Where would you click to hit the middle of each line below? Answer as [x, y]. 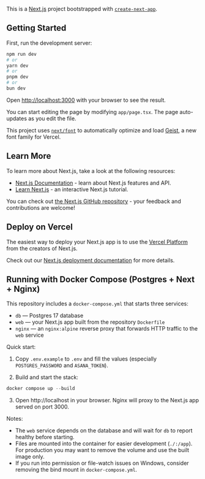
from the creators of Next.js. [42, 248]
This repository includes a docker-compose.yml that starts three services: [97, 304]
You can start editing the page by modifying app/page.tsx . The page [92, 112]
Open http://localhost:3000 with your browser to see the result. [86, 100]
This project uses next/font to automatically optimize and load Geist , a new [102, 130]
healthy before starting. [45, 437]
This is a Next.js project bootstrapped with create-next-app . [82, 9]
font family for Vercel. [34, 137]
